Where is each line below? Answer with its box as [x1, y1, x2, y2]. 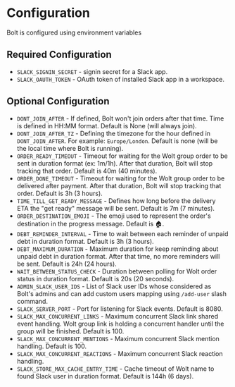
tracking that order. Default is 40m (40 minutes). [16, 166, 158, 175]
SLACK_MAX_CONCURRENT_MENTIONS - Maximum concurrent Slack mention [16, 334, 220, 343]
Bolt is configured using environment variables [6, 28, 142, 37]
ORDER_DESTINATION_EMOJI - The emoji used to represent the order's [16, 211, 212, 220]
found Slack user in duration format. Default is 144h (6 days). [16, 371, 194, 380]
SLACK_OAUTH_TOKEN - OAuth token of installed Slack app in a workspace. [16, 75, 225, 83]
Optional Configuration [6, 95, 110, 107]
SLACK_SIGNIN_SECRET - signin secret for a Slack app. [16, 67, 168, 75]
